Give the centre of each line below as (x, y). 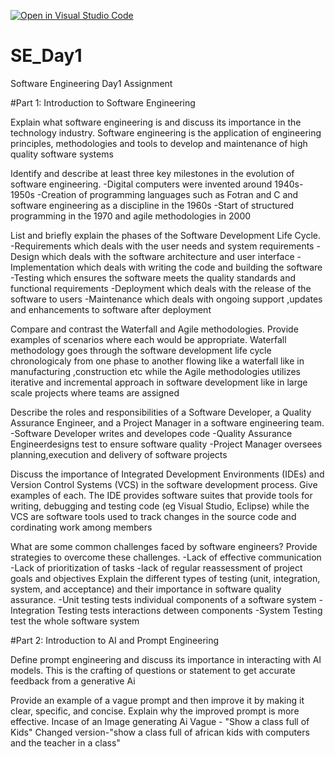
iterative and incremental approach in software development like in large (159, 382)
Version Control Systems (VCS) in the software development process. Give (164, 484)
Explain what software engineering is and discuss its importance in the (156, 122)
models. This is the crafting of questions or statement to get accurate (153, 670)
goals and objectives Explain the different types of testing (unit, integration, (165, 578)
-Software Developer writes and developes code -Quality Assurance (151, 433)
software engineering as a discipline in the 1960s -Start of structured (152, 205)
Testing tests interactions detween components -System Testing (189, 610)
